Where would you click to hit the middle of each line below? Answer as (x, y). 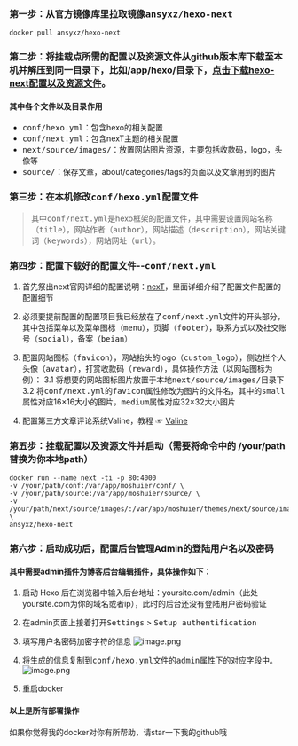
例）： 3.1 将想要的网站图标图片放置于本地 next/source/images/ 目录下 (153, 380)
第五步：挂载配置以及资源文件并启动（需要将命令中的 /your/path (147, 445)
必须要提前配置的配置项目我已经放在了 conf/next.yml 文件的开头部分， (153, 317)
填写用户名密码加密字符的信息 (76, 641)
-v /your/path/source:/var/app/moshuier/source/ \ (105, 494)
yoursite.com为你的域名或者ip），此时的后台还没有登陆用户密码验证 (145, 604)
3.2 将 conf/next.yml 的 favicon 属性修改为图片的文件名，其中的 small (153, 391)
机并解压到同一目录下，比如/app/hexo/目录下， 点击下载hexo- (142, 70)
